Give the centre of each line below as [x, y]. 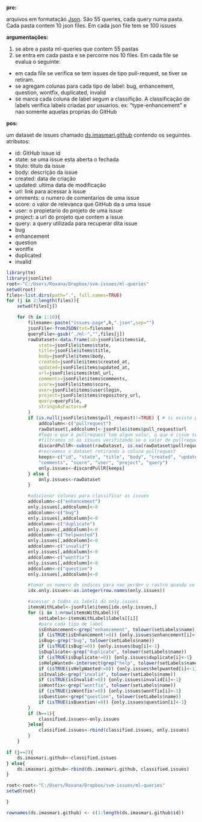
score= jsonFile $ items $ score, [75, 384]
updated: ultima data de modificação [60, 185]
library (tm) [21, 273]
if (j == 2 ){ [20, 752]
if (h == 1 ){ [41, 713]
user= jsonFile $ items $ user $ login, [80, 390]
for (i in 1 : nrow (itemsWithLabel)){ [74, 613]
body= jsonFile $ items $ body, [72, 356]
